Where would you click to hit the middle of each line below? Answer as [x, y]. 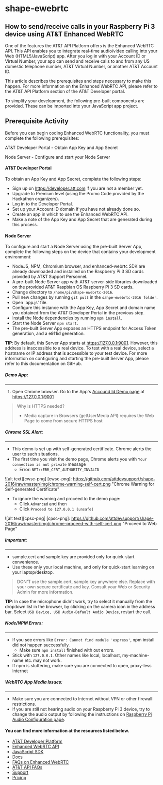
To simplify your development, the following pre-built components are [75, 101]
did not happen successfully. [41, 645]
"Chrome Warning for [133, 484]
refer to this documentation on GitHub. [44, 364]
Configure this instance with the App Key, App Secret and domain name [84, 308]
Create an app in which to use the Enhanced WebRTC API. [70, 214]
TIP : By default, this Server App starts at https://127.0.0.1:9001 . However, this [81, 343]
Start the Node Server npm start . [45, 323]
